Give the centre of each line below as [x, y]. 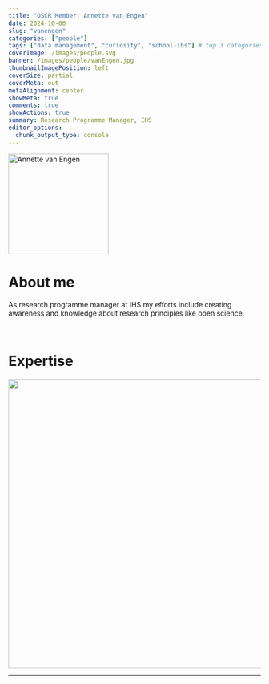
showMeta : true [34, 98]
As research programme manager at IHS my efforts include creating [120, 304]
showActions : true [39, 113]
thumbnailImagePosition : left [59, 68]
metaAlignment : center [46, 90]
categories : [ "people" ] [48, 38]
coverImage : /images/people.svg [62, 53]
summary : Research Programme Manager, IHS [80, 120]
